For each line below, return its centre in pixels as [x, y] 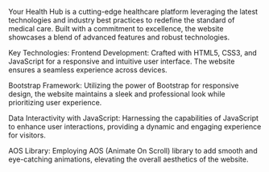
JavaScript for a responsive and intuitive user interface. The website [122, 61]
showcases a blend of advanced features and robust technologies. [119, 37]
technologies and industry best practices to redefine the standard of [122, 20]
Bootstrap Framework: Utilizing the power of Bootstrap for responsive [124, 85]
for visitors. [27, 135]
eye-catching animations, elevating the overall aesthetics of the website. [128, 159]
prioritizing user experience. [55, 102]
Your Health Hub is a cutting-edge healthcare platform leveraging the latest [133, 12]
